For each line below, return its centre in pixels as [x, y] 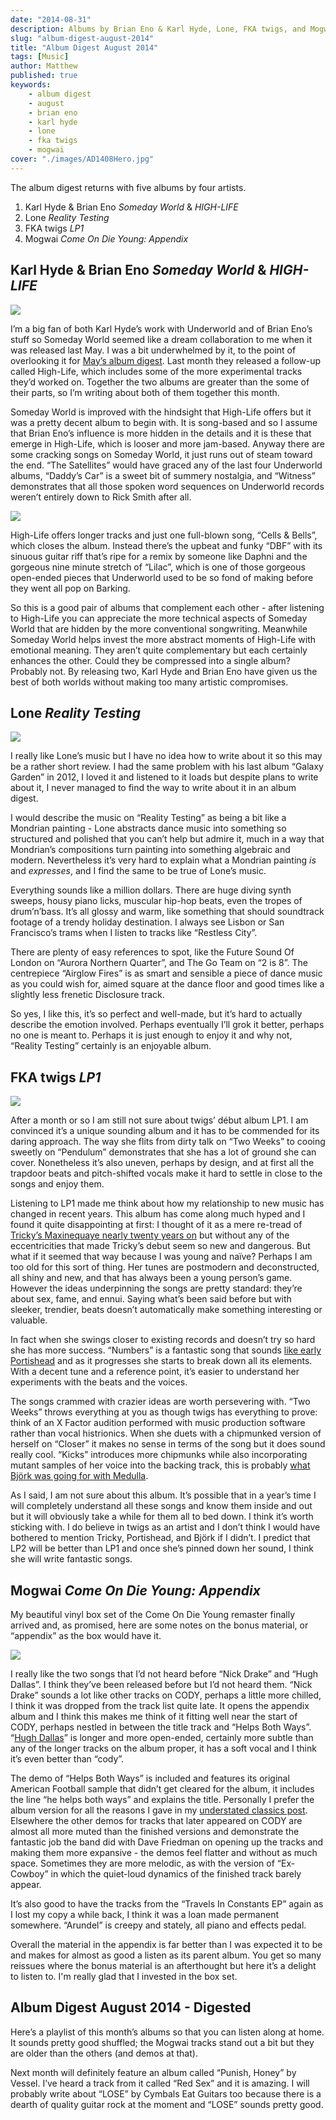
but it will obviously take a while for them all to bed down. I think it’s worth [162, 1517]
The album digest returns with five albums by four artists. [128, 187]
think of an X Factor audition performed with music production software [158, 1423]
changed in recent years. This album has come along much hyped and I [158, 1214]
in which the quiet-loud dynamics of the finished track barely [176, 1874]
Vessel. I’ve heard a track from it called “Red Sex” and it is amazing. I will [160, 2083]
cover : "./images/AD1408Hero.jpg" [82, 159]
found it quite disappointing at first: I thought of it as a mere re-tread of [156, 1225]
